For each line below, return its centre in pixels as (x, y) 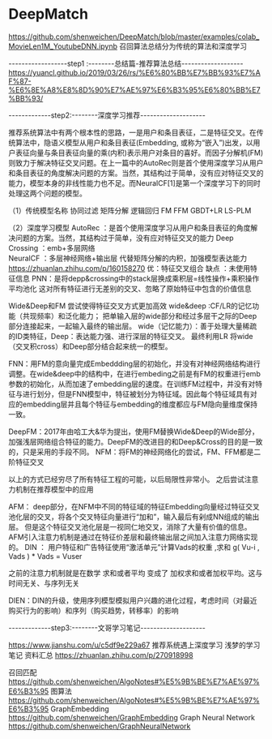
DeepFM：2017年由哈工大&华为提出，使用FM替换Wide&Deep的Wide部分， (134, 432)
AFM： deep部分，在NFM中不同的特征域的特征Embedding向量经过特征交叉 (134, 506)
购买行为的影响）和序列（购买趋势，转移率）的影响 (93, 610)
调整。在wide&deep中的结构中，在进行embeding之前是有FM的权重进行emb (134, 373)
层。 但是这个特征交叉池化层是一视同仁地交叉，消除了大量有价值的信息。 (130, 526)
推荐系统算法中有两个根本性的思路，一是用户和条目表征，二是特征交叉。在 (132, 132)
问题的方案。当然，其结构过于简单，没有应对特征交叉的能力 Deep (124, 238)
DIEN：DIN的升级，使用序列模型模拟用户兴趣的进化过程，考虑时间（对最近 (133, 600)
